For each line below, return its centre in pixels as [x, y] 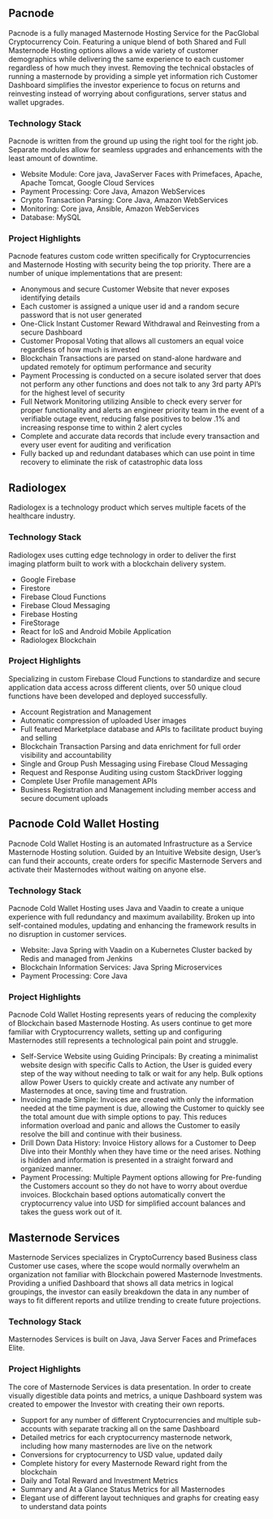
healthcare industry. [42, 516]
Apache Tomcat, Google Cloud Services [87, 183]
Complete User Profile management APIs [89, 781]
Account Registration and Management [86, 711]
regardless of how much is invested [80, 350]
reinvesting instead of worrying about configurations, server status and [128, 94]
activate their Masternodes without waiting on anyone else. [107, 869]
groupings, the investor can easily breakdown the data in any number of [129, 1292]
